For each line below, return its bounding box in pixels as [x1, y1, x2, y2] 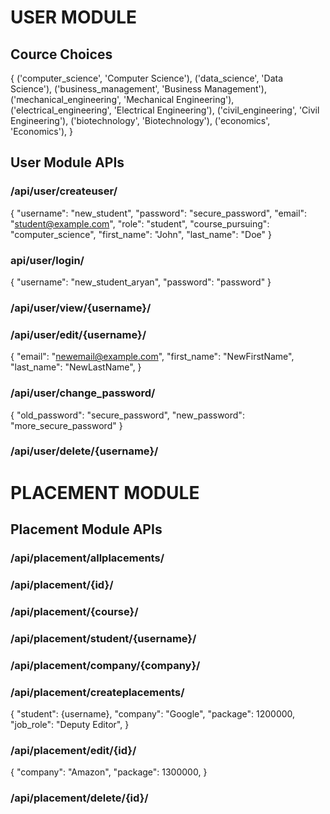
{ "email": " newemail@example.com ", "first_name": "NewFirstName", [10, 351, 295, 363]
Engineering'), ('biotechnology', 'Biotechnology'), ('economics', [10, 115, 271, 126]
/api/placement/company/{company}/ [10, 658, 201, 672]
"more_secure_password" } [10, 419, 123, 431]
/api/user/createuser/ [10, 184, 118, 198]
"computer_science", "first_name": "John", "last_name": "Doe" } [10, 228, 272, 240]
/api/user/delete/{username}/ [10, 444, 159, 458]
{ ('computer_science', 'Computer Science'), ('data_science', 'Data [10, 72, 284, 84]
